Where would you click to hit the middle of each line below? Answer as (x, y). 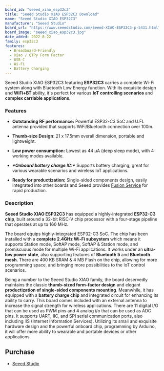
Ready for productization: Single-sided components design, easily (80, 180)
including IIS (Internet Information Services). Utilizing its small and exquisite (81, 321)
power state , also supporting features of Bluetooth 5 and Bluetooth (82, 254)
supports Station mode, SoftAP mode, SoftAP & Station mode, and (72, 244)
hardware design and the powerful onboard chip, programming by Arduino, (81, 326)
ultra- (150, 249)
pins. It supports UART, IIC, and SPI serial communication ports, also (74, 316)
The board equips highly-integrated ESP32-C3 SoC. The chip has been (76, 234)
